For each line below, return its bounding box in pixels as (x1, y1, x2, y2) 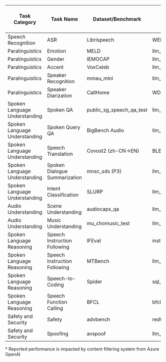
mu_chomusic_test (86, 220, 130, 227)
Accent (46, 64, 64, 70)
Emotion (46, 48, 67, 54)
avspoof (86, 330, 106, 337)
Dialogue (46, 168, 68, 175)
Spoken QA (46, 107, 73, 113)
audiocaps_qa (86, 206, 120, 212)
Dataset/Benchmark (93, 16, 142, 22)
